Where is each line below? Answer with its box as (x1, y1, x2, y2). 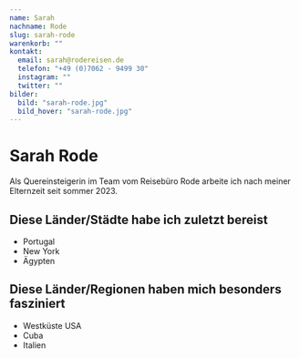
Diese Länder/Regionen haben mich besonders (9, 281, 282, 297)
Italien (22, 339, 47, 351)
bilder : (9, 89, 39, 98)
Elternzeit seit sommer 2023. (9, 186, 119, 197)
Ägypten (22, 256, 56, 266)
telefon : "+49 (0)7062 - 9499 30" (17, 65, 149, 74)
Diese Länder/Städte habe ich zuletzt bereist (9, 211, 269, 228)
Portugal (22, 236, 56, 247)
